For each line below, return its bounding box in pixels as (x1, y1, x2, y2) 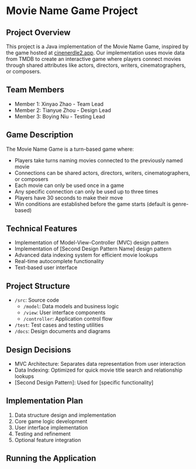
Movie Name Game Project (6, 4, 139, 18)
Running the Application (6, 453, 97, 464)
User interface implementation (14, 424, 88, 431)
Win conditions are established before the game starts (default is (14, 200, 171, 208)
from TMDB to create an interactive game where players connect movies (6, 56, 181, 62)
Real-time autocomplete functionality (14, 258, 104, 265)
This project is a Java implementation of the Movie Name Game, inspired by (6, 43, 189, 50)
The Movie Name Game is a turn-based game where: (6, 145, 135, 152)
